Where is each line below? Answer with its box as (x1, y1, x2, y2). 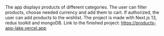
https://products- (121, 20, 156, 26)
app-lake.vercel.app (5, 25, 46, 31)
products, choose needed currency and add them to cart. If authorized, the (5, 9, 160, 15)
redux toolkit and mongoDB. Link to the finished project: (5, 20, 120, 26)
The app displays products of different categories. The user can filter (5, 4, 147, 10)
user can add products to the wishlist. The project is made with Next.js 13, (5, 15, 157, 20)
